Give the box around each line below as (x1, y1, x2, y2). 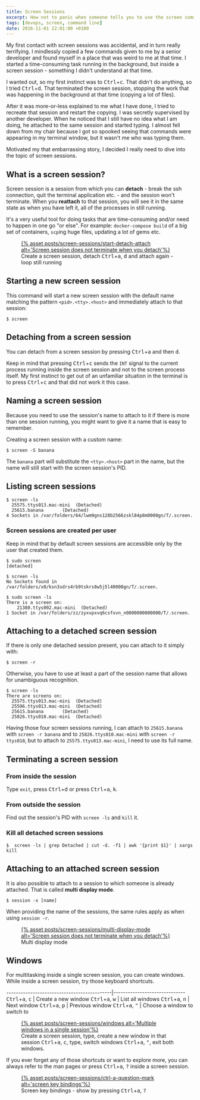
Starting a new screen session (6, 276, 121, 286)
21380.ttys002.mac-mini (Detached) (17, 605, 108, 611)
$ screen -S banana (6, 447, 55, 453)
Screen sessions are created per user (6, 526, 117, 535)
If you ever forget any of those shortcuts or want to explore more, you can (6, 1057, 188, 1064)
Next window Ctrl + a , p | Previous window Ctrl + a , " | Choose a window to (6, 1002, 193, 1009)
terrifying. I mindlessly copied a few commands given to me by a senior (6, 48, 182, 55)
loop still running (21, 259, 62, 266)
